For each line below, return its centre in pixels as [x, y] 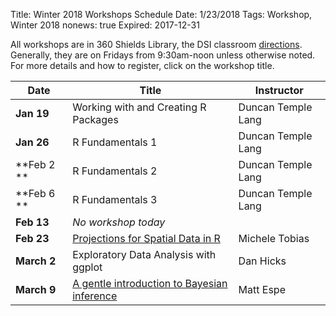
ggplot [87, 267]
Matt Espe [262, 289]
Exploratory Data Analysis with [144, 254]
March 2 [36, 261]
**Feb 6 [35, 193]
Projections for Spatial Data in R [146, 238]
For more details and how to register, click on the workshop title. [142, 65]
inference [95, 296]
